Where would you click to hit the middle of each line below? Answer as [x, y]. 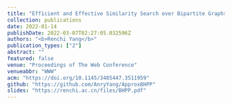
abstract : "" [26, 52]
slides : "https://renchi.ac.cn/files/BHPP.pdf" [77, 90]
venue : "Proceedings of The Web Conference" [72, 65]
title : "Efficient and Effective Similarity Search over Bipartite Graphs [117, 13]
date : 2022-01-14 [32, 26]
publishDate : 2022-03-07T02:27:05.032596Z [69, 33]
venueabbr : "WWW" [32, 71]
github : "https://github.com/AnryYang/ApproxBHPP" [81, 84]
